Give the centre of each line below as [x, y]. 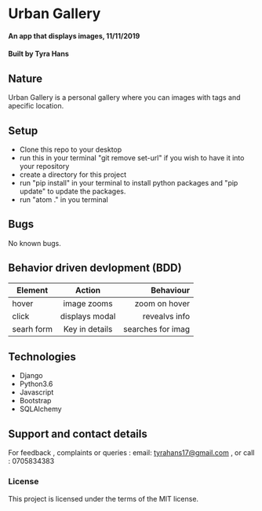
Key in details [88, 329]
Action [88, 290]
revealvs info [166, 316]
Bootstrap [35, 401]
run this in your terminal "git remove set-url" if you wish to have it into [132, 158]
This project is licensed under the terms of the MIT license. [103, 498]
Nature [25, 78]
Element [33, 290]
